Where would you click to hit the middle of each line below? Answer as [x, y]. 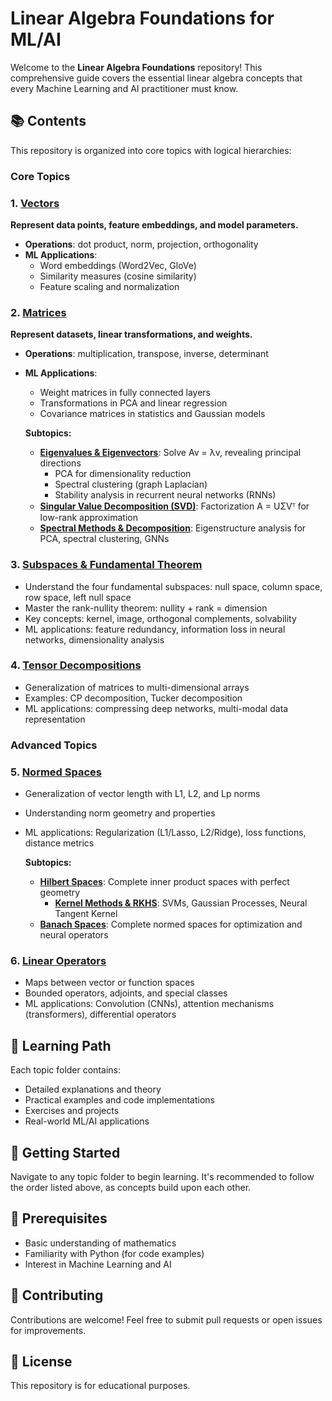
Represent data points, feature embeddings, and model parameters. [154, 224]
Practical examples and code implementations [119, 1100]
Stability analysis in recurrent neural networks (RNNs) [165, 495]
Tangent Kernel [86, 914]
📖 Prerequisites [59, 1218]
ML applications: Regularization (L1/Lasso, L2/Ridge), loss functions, [165, 833]
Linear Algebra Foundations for [142, 18]
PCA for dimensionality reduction [123, 474]
